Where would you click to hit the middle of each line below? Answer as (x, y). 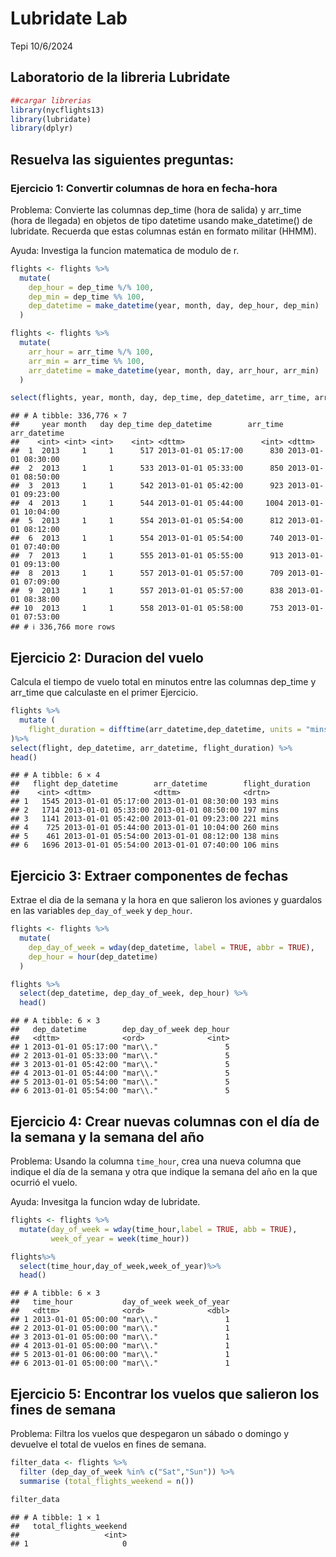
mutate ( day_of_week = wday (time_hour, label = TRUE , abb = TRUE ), (158, 1229)
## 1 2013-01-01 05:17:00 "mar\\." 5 (120, 1047)
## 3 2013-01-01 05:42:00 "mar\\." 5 (120, 1065)
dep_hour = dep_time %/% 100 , (91, 287)
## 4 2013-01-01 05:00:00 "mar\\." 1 (120, 1346)
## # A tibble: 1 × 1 (55, 1517)
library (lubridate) (51, 119)
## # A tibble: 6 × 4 (55, 775)
